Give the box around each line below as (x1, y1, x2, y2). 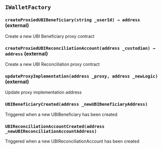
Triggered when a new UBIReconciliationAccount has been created (5, 138, 140, 144)
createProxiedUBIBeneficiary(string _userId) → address (5, 17, 140, 23)
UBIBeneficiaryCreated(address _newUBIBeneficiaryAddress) (5, 102, 148, 107)
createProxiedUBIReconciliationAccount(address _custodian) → (5, 45, 156, 51)
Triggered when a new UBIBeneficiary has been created (5, 112, 118, 117)
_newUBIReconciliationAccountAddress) (5, 129, 97, 134)
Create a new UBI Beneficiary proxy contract (5, 33, 95, 39)
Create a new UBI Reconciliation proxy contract (5, 61, 100, 67)
